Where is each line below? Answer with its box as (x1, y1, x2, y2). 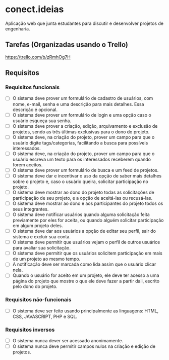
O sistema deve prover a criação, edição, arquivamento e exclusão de (12, 123, 158, 129)
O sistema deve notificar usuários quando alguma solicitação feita (12, 211, 150, 218)
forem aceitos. (12, 161, 43, 168)
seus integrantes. (12, 206, 49, 212)
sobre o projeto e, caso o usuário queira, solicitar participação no (12, 178, 149, 185)
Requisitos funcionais (5, 84, 60, 91)
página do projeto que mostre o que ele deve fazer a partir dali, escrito (12, 278, 160, 284)
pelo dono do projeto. (12, 283, 58, 290)
